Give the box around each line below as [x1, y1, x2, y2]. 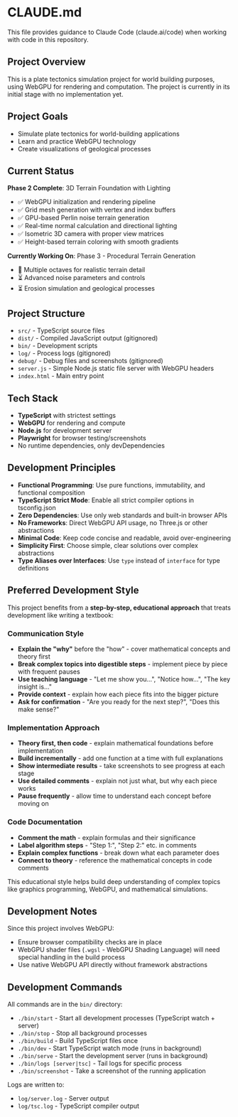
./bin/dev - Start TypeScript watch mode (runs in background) [17, 1044, 202, 1052]
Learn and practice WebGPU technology [17, 136, 136, 146]
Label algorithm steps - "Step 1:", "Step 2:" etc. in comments [17, 841, 197, 849]
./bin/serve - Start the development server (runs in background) [17, 1052, 208, 1060]
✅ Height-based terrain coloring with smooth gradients [17, 237, 179, 246]
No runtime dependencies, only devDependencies [17, 441, 166, 450]
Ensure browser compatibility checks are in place [17, 938, 162, 946]
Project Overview [7, 56, 86, 68]
